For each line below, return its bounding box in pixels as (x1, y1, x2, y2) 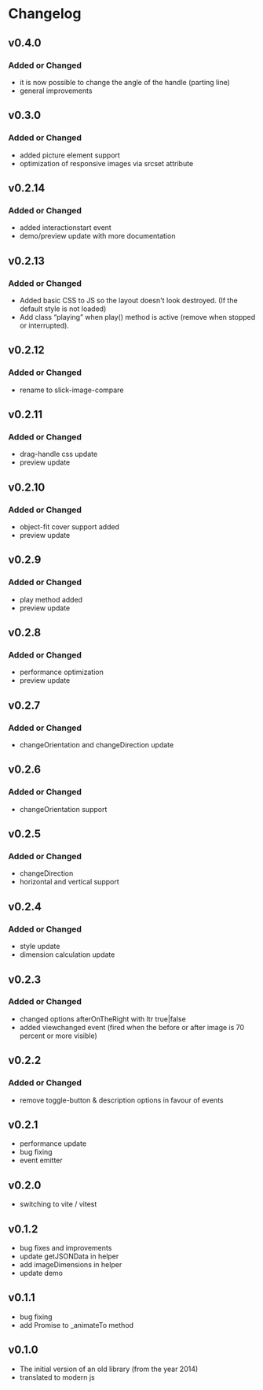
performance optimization (19, 667, 104, 677)
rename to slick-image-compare (19, 385, 124, 395)
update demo (19, 1268, 64, 1277)
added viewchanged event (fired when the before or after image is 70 (19, 1022, 245, 1032)
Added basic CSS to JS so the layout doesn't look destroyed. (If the (19, 295, 238, 305)
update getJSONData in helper (19, 1251, 119, 1261)
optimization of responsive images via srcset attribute (19, 158, 194, 168)
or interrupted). (19, 321, 69, 330)
